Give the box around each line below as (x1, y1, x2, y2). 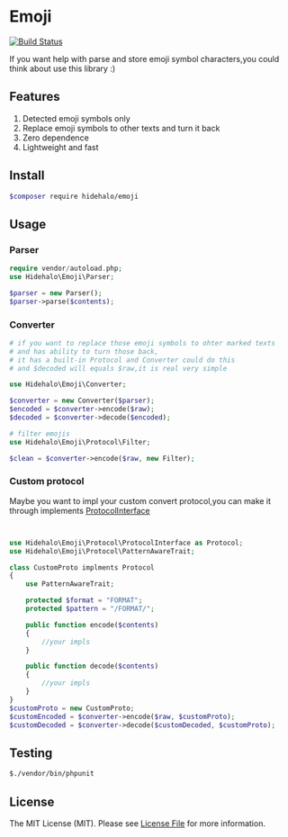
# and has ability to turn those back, (9, 346, 159, 356)
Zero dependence (22, 132, 90, 143)
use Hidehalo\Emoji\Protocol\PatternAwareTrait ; (9, 546, 195, 555)
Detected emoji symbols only (22, 112, 130, 123)
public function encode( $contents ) (25, 620, 159, 629)
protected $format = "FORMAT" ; (25, 596, 143, 605)
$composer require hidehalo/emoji (9, 192, 139, 201)
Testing (9, 745, 53, 760)
